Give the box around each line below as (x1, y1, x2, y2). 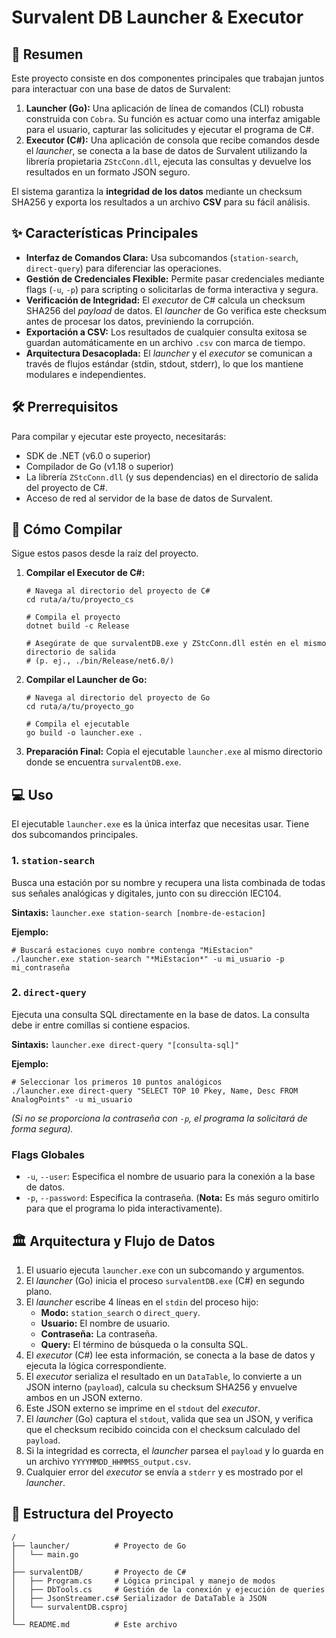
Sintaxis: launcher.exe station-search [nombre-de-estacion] (11, 906, 266, 918)
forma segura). (11, 1122, 74, 1135)
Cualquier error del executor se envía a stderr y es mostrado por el (25, 1466, 304, 1478)
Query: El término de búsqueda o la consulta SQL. (40, 1338, 249, 1350)
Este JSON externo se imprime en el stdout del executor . (25, 1402, 261, 1414)
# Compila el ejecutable (25, 719, 130, 730)
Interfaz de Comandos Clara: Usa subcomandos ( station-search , (25, 251, 299, 263)
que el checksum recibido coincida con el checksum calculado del (25, 1423, 301, 1435)
